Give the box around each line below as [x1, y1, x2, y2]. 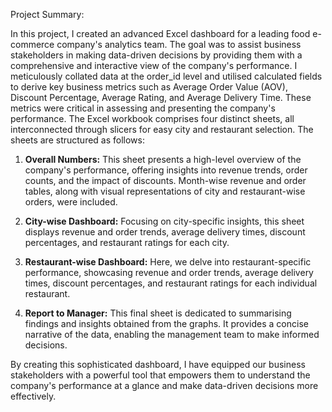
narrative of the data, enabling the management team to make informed [24, 329, 320, 340]
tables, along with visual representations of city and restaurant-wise [24, 185, 306, 197]
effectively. [10, 390, 57, 402]
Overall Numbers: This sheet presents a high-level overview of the [24, 154, 302, 165]
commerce [10, 39, 55, 50]
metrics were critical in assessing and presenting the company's [10, 102, 276, 114]
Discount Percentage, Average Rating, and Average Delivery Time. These [10, 92, 312, 103]
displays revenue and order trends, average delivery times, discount [24, 226, 306, 238]
